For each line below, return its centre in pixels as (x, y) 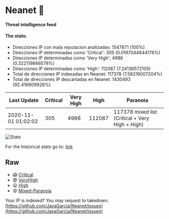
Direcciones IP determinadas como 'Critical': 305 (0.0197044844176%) (86, 52)
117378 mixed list (135, 112)
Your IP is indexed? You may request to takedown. (57, 200)
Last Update (24, 100)
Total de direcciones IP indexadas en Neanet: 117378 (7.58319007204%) (87, 74)
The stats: (16, 36)
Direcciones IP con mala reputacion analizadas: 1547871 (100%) (78, 47)
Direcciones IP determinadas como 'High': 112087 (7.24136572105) (81, 68)
